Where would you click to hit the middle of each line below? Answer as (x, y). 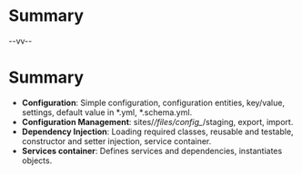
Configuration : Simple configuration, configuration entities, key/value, (153, 102)
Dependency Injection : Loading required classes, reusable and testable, (157, 131)
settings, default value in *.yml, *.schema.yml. (107, 112)
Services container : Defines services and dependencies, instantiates (152, 151)
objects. (37, 160)
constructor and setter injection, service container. (116, 141)
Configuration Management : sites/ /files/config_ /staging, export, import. (157, 122)
